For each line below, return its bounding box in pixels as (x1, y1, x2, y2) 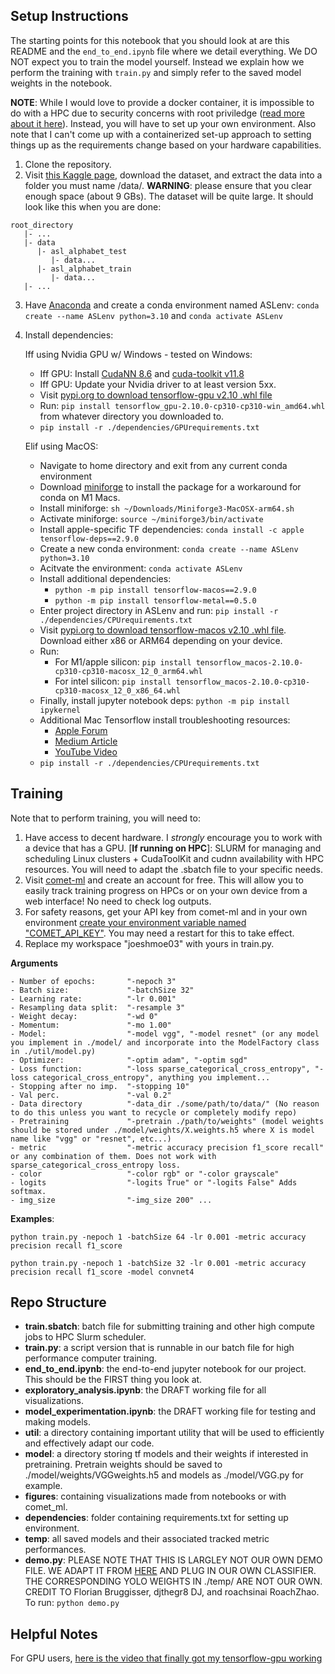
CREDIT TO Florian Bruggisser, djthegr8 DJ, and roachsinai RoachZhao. (24, 1586, 320, 1598)
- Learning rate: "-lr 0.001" (10, 994, 177, 1004)
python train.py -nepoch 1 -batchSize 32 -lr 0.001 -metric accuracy (10, 1258, 307, 1268)
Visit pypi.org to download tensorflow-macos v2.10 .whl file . (39, 624, 287, 636)
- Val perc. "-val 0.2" (10, 1090, 172, 1100)
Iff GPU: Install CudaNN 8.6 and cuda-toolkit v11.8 (39, 367, 245, 379)
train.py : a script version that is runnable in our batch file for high (24, 1342, 295, 1354)
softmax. (10, 1186, 47, 1196)
